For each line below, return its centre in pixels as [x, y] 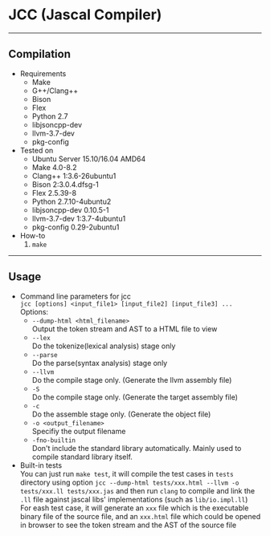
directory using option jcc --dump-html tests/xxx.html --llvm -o [129, 482]
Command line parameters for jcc [75, 296]
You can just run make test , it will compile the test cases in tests [127, 473]
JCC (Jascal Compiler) [85, 15]
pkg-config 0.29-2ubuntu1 [76, 227]
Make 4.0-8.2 [55, 167]
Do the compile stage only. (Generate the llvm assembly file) [132, 380]
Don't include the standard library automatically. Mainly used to [137, 448]
